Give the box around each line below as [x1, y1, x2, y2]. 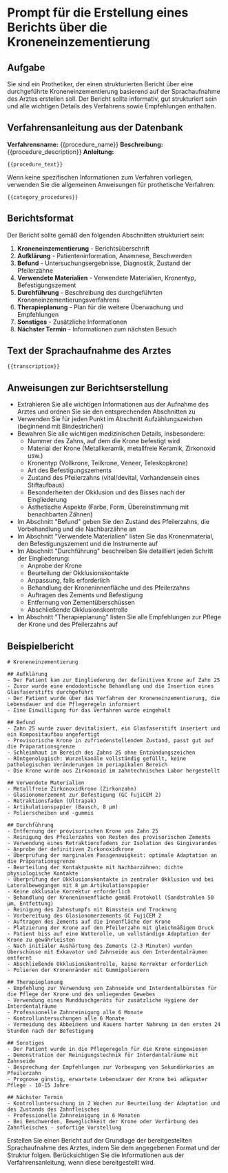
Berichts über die [7, 19, 108, 35]
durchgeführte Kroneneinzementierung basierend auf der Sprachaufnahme [7, 88, 220, 95]
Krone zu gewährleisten [7, 937, 76, 944]
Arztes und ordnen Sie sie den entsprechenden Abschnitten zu [17, 407, 196, 416]
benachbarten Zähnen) [27, 510, 93, 518]
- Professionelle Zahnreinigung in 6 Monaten [7, 1112, 140, 1119]
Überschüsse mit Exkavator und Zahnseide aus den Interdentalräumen [7, 949, 208, 956]
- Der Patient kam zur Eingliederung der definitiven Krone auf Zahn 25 [7, 677, 220, 684]
